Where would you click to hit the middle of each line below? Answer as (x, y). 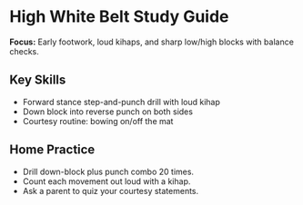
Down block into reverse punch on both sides (108, 112)
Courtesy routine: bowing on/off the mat (98, 121)
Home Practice (52, 150)
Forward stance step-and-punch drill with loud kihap (121, 102)
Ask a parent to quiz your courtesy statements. (111, 190)
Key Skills (38, 80)
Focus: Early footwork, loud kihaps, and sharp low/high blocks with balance (151, 42)
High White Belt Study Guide (119, 17)
